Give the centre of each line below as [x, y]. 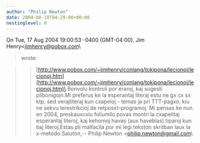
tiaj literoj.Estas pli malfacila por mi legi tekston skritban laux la [113, 127]
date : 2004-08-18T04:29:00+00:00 [48, 17]
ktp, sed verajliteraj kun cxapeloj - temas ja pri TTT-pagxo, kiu [113, 102]
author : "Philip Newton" [37, 12]
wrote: [29, 58]
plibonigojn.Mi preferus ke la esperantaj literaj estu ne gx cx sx [113, 95]
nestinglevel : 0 [26, 23]
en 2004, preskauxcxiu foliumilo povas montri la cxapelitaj [108, 114]
